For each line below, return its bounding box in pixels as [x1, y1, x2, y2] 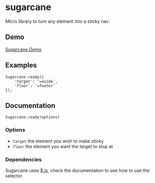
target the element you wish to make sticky [12, 138, 104, 144]
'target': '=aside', [14, 79, 58, 84]
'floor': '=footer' [14, 83, 56, 88]
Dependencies [5, 156, 42, 163]
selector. [5, 172, 24, 178]
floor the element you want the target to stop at [12, 143, 113, 149]
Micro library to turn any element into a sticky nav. [5, 18, 110, 24]
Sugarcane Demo [5, 46, 42, 52]
